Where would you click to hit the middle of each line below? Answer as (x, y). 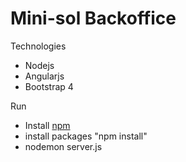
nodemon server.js (63, 146)
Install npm (47, 125)
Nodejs (39, 65)
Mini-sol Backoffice (93, 18)
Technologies (38, 46)
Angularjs (44, 76)
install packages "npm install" (86, 136)
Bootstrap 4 (49, 86)
